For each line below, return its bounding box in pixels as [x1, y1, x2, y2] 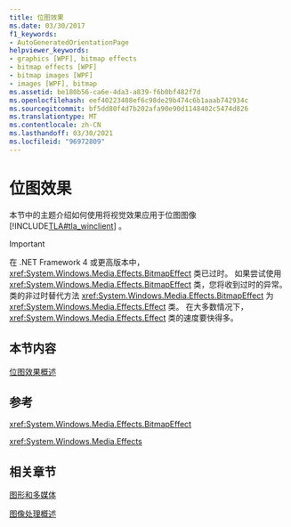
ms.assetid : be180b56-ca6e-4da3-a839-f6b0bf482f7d [9, 87, 201, 96]
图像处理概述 [9, 508, 56, 519]
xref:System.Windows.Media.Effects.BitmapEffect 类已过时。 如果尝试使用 [9, 268, 282, 279]
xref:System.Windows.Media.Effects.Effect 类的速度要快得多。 [9, 312, 238, 323]
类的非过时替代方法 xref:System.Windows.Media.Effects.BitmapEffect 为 [9, 290, 274, 301]
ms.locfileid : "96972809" [9, 137, 105, 146]
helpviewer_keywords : [9, 46, 90, 55]
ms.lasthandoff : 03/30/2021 [9, 129, 114, 138]
